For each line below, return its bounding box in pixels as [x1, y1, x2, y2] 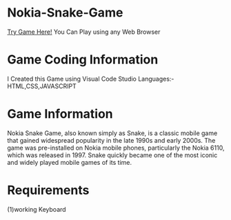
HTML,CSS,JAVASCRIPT [7, 81, 77, 90]
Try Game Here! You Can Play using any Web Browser [7, 28, 161, 36]
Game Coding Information [7, 52, 159, 68]
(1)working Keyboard [7, 205, 67, 213]
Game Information [7, 106, 113, 122]
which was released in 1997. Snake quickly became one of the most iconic [7, 150, 218, 159]
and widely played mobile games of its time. [7, 158, 132, 166]
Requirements [7, 183, 90, 198]
